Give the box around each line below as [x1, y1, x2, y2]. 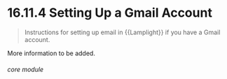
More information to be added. [7, 49, 96, 57]
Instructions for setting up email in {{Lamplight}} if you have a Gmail [24, 28, 221, 36]
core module [7, 65, 44, 73]
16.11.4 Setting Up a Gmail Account [7, 5, 212, 21]
